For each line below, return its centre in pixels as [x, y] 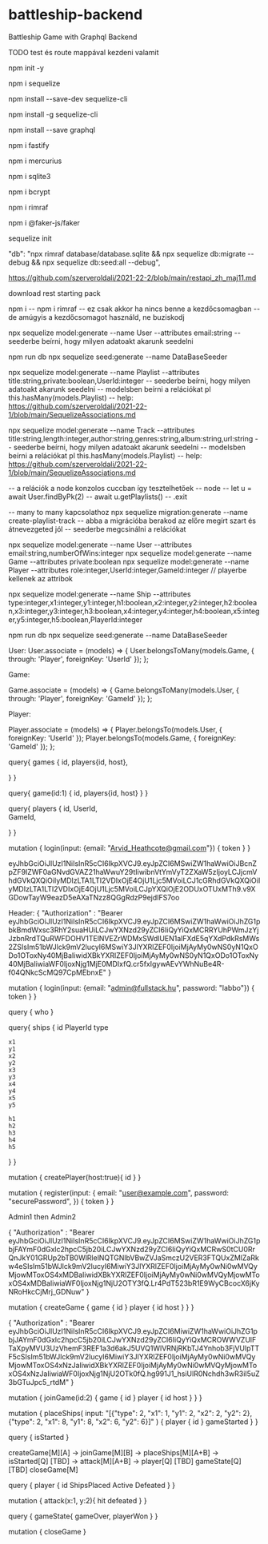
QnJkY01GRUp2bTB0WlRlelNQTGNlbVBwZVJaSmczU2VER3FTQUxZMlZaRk [134, 1258]
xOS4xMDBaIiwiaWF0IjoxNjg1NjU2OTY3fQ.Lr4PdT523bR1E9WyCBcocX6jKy [134, 1283]
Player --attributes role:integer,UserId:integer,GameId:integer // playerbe [128, 570]
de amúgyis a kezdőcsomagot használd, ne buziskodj [97, 317]
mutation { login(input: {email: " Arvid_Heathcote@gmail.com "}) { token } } [129, 848]
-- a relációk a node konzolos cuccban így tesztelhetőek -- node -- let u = [130, 488]
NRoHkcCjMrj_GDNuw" [46, 1291]
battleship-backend [76, 15]
